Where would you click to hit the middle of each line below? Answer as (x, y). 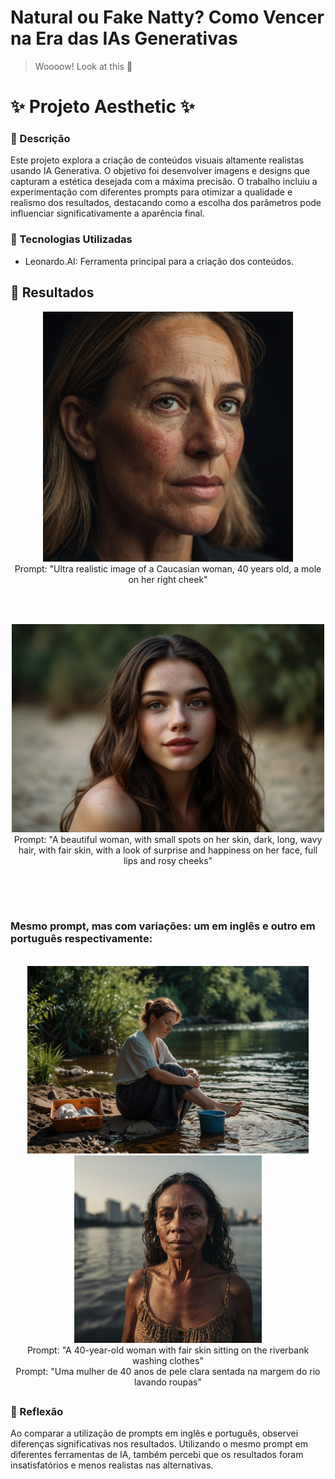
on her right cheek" (168, 579)
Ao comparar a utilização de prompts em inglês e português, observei (154, 1433)
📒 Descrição (40, 139)
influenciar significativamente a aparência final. (107, 213)
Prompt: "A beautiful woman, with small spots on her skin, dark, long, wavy (168, 839)
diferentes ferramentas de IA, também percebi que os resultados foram (157, 1455)
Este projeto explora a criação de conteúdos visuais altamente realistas (157, 160)
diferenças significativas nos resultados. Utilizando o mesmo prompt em (159, 1444)
